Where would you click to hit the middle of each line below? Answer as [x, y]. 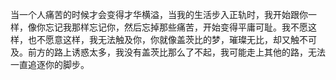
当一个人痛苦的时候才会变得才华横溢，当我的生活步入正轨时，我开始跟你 [159, 14]
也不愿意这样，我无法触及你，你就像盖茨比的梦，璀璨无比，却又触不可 [172, 39]
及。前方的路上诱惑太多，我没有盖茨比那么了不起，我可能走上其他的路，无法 [168, 52]
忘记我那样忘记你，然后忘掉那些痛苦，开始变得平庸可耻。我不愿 [176, 27]
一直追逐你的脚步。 [50, 64]
